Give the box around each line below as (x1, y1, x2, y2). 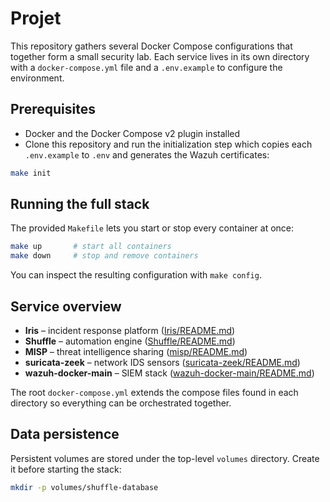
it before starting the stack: (10, 463, 122, 475)
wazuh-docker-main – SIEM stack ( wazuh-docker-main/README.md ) (24, 367, 315, 379)
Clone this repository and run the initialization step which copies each (24, 138, 313, 150)
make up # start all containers (10, 242, 172, 252)
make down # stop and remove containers (10, 251, 199, 261)
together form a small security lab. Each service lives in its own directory (10, 50, 310, 62)
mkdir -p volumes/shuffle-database (10, 482, 159, 492)
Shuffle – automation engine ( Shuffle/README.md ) (24, 335, 236, 347)
